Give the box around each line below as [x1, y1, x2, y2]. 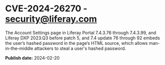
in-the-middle [5, 45, 33, 51]
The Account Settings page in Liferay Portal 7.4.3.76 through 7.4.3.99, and [5, 30, 157, 35]
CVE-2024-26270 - [5, 3, 88, 14]
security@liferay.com [5, 13, 97, 25]
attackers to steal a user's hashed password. [34, 45, 126, 51]
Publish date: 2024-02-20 [5, 55, 60, 61]
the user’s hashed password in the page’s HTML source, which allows [5, 40, 148, 46]
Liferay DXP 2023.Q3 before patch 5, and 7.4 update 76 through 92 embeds [5, 35, 160, 41]
